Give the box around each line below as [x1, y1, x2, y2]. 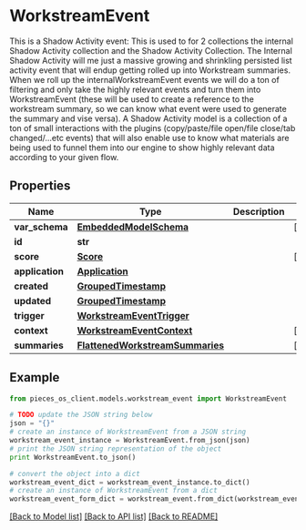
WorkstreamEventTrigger [76, 309, 189, 321]
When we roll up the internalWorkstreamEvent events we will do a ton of [9, 74, 280, 85]
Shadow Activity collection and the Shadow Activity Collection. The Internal [9, 45, 293, 56]
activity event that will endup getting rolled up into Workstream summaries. [9, 65, 291, 76]
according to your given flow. [9, 151, 119, 162]
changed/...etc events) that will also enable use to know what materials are [9, 132, 290, 143]
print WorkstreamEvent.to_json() [9, 453, 137, 462]
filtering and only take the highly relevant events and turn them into [9, 84, 261, 95]
